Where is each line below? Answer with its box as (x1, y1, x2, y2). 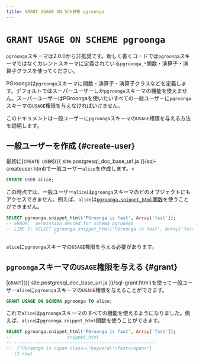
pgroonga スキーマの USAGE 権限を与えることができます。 (34, 286, 168, 293)
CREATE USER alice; (6, 177, 54, 183)
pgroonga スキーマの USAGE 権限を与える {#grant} (6, 262, 178, 273)
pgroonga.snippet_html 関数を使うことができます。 (40, 317, 163, 324)
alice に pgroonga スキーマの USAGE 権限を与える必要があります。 (6, 243, 158, 250)
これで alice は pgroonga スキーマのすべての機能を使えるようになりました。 (6, 309, 185, 317)
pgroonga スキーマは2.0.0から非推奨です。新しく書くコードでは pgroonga (6, 52, 180, 59)
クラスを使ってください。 (16, 67, 79, 74)
